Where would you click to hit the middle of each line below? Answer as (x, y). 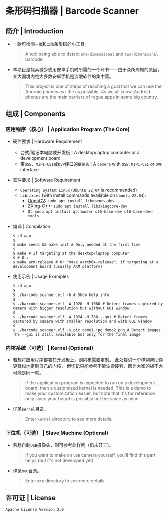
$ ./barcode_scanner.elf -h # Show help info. (62, 295)
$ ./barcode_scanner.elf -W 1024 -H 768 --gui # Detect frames (80, 317)
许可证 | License (31, 498)
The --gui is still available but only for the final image (76, 334)
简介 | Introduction (34, 31)
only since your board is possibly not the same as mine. (82, 398)
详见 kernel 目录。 (30, 409)
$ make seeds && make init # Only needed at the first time (76, 244)
